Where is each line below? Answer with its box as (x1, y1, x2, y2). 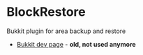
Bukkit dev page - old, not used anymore (16, 40, 137, 48)
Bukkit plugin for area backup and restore (6, 27, 126, 35)
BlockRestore (6, 4, 86, 20)
